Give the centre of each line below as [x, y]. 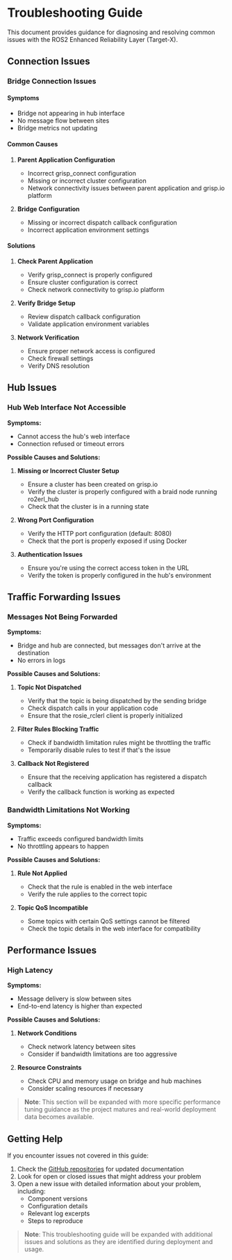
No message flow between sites [63, 121]
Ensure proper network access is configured [91, 351]
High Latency [30, 970]
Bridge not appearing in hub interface [71, 114]
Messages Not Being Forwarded [63, 617]
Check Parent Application [55, 261]
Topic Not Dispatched [49, 687]
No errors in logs [41, 661]
